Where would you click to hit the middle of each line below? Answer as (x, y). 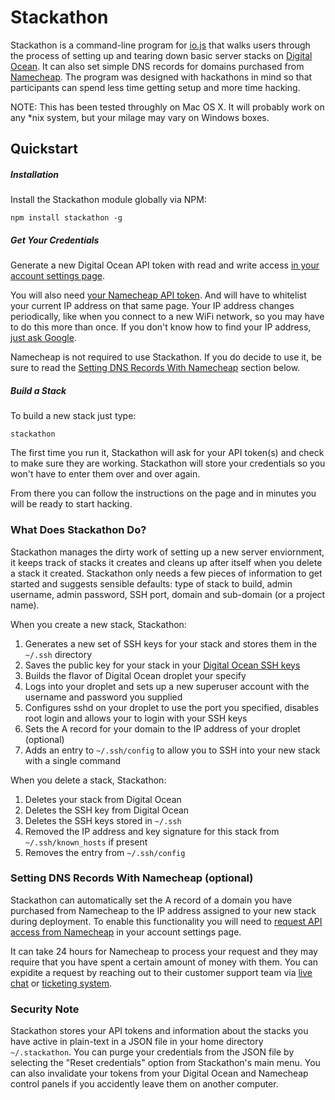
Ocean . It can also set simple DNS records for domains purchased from (157, 66)
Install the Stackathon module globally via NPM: (108, 200)
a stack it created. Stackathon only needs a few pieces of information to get (166, 573)
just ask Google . (43, 338)
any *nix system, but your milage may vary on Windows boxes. (140, 117)
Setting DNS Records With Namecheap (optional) (132, 878)
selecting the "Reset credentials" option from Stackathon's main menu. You (165, 1063)
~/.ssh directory (58, 654)
